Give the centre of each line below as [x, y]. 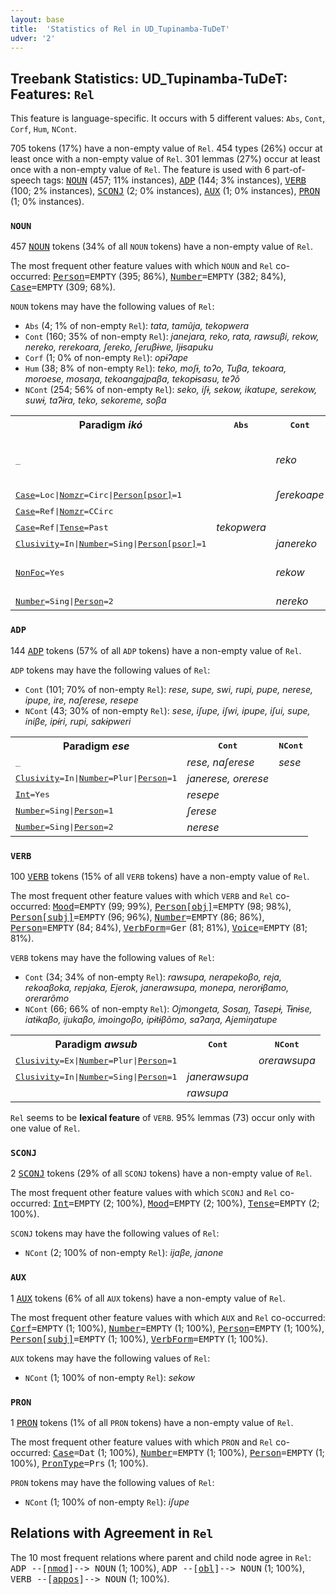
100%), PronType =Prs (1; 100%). [79, 1463]
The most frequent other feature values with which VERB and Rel [142, 896]
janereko [296, 544]
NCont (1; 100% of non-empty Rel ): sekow [110, 1377]
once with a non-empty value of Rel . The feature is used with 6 [140, 170]
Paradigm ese [96, 746]
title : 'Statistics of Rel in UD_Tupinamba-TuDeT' [120, 29]
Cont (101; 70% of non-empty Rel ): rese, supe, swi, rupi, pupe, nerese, [169, 689]
